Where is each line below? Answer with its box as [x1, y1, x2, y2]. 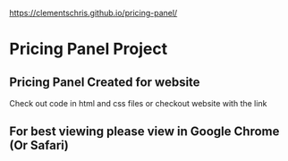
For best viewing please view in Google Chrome [9, 124, 280, 140]
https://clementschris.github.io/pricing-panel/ [9, 8, 178, 18]
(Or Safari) [9, 138, 69, 153]
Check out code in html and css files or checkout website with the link [9, 98, 267, 108]
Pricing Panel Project [9, 39, 168, 59]
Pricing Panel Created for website [9, 74, 200, 89]
